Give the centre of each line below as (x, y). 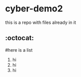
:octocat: (20, 38)
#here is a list (19, 50)
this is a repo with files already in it (40, 22)
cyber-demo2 (34, 9)
